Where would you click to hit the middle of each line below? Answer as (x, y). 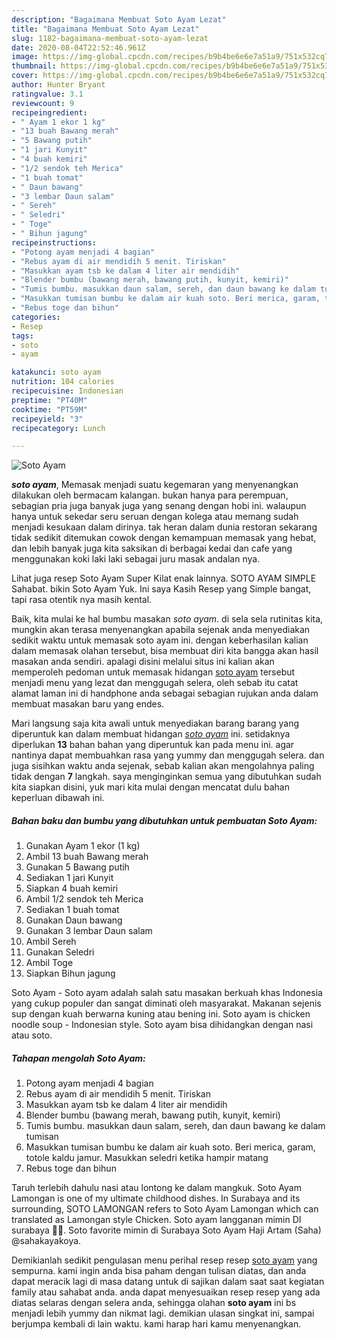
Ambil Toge (49, 963)
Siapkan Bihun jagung (70, 973)
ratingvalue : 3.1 (47, 94)
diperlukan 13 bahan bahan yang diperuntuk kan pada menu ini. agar (153, 745)
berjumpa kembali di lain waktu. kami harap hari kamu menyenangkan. (156, 1324)
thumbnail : (34, 66)
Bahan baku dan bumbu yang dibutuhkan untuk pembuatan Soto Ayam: (164, 820)
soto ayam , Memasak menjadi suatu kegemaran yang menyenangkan (155, 485)
